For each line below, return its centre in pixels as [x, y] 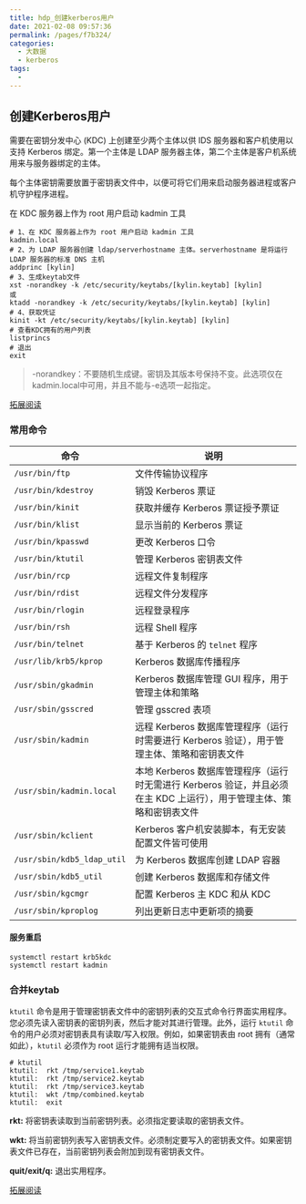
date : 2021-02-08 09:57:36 [61, 26]
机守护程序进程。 [41, 193]
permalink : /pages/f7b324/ [61, 35]
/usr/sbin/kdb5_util [58, 876]
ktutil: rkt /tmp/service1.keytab [77, 1071]
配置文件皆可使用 [172, 842]
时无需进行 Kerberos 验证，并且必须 [212, 785]
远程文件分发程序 [172, 593]
